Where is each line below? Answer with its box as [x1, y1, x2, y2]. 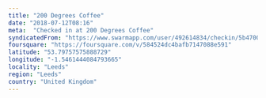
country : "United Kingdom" [8, 77, 97, 85]
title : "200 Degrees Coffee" [8, 11, 104, 20]
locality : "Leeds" [8, 63, 69, 71]
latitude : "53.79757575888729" [8, 48, 112, 56]
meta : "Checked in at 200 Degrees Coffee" [8, 26, 154, 34]
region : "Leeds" [8, 70, 62, 78]
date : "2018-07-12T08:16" [8, 19, 93, 27]
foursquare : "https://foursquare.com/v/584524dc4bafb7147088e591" [8, 41, 232, 49]
